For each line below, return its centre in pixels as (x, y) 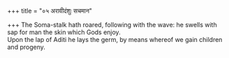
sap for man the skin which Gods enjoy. (64, 32)
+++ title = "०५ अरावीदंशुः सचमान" (50, 11)
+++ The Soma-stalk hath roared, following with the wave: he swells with (112, 25)
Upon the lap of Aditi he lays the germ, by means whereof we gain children (115, 39)
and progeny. (26, 47)
